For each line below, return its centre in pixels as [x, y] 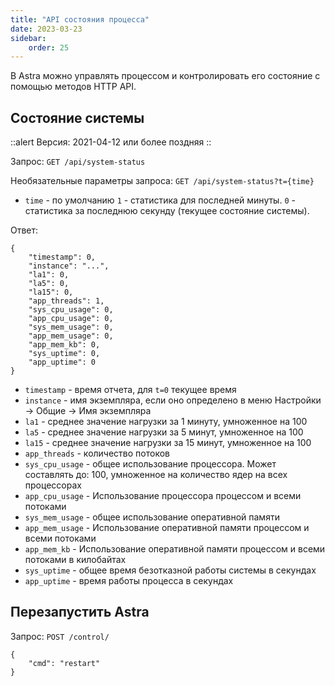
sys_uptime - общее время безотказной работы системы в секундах [170, 570]
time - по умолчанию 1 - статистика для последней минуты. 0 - [160, 200]
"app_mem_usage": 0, [71, 336]
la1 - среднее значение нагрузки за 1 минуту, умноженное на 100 [166, 422]
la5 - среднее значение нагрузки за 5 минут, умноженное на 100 [164, 432]
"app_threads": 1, [66, 301]
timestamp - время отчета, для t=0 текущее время [130, 390]
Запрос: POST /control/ [60, 636]
